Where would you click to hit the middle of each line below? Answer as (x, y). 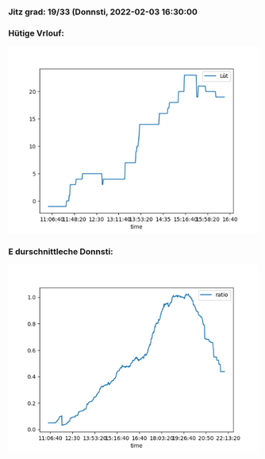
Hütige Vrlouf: (36, 33)
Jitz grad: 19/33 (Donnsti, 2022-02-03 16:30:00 (103, 12)
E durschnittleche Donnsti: (61, 252)
